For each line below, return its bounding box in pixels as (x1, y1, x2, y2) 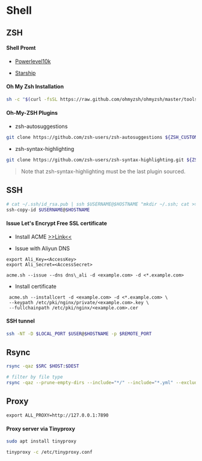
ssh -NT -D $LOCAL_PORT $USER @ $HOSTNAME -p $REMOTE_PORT (6, 331, 152, 337)
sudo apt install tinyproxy (6, 438, 77, 445)
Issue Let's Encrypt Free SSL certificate (6, 219, 107, 227)
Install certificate (14, 282, 57, 290)
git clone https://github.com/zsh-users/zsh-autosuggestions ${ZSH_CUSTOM (6, 135, 198, 141)
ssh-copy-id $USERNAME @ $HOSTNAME (6, 207, 90, 213)
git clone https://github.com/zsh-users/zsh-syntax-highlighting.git (6, 157, 185, 163)
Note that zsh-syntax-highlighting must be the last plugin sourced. (20, 168, 186, 175)
